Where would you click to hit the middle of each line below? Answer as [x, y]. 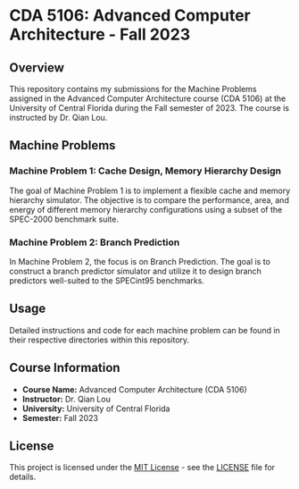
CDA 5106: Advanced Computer [130, 16]
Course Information [65, 368]
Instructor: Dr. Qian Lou [66, 399]
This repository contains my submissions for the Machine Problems [133, 89]
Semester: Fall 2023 [60, 417]
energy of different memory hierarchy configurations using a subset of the [146, 209]
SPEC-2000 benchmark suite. [64, 219]
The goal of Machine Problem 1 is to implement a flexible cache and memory [150, 190]
